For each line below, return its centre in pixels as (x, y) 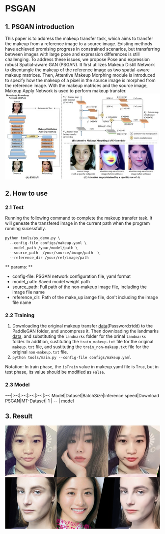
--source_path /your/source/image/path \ (55, 253)
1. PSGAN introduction (40, 27)
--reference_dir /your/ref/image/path (49, 258)
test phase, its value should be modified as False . (55, 372)
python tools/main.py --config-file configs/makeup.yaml (72, 358)
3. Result (19, 416)
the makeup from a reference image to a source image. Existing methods (79, 44)
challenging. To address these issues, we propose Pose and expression (78, 59)
